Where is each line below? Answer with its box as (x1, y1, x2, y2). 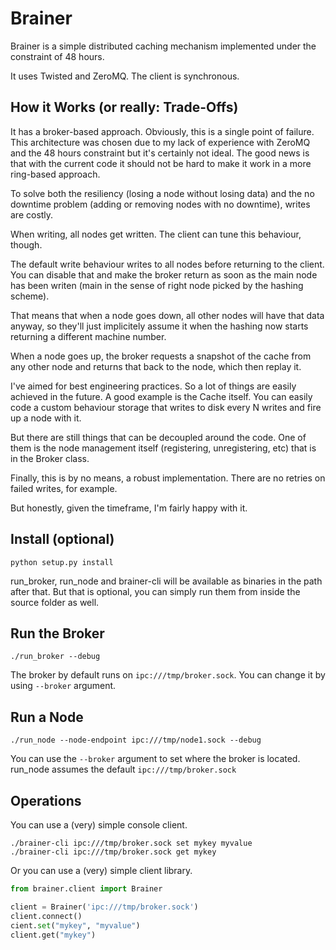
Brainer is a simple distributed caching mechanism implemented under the (10, 40, 317, 52)
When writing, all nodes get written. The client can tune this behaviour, (10, 228, 302, 240)
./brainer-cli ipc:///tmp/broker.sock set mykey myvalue (10, 838, 253, 848)
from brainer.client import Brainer (10, 884, 163, 894)
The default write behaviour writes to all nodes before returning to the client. (10, 258, 325, 270)
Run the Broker (10, 625, 105, 642)
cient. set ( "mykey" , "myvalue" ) (10, 920, 141, 931)
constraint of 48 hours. (10, 50, 105, 62)
